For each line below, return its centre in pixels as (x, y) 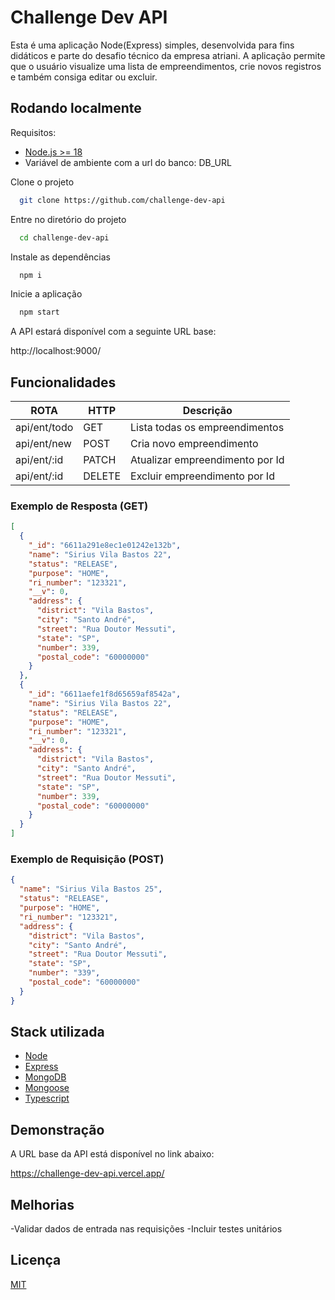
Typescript (47, 1098)
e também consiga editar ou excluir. (84, 77)
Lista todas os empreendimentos (207, 428)
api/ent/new (43, 444)
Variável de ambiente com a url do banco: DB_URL (128, 162)
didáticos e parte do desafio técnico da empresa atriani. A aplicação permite (168, 55)
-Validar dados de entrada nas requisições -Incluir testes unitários (146, 1229)
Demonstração (57, 1129)
